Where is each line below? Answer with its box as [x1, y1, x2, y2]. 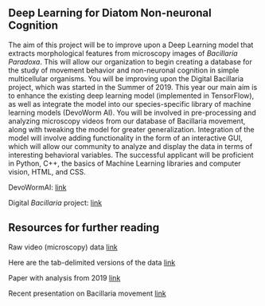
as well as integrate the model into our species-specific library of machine [8, 99, 252, 108]
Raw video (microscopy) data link [8, 242, 118, 252]
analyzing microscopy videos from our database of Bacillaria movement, [8, 116, 246, 126]
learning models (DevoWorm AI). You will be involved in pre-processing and [8, 108, 256, 117]
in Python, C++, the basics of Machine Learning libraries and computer [8, 159, 241, 168]
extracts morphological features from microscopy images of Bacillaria [8, 48, 238, 58]
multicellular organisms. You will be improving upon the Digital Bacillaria [8, 73, 244, 83]
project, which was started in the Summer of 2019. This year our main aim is [8, 82, 258, 92]
